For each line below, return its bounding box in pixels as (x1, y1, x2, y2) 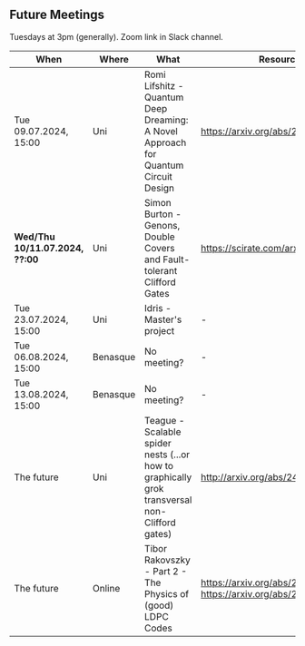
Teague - (143, 414, 185, 426)
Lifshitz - (143, 79, 184, 92)
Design (143, 181, 175, 194)
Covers (143, 241, 175, 254)
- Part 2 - (143, 564, 188, 577)
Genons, (143, 219, 181, 231)
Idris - (143, 301, 172, 314)
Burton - (143, 208, 182, 220)
